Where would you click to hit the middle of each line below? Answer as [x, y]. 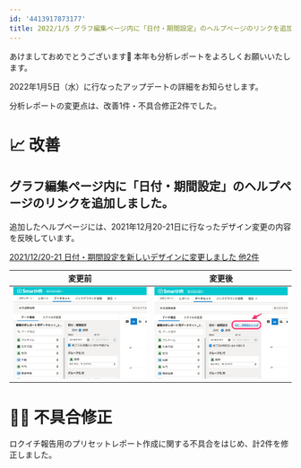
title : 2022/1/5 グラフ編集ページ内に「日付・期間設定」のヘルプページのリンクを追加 [151, 28]
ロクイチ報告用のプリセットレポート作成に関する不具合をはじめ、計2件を [145, 444]
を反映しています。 [44, 238]
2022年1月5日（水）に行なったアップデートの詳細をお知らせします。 [136, 86]
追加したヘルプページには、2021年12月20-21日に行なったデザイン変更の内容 [150, 226]
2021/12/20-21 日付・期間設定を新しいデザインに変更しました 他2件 [134, 256]
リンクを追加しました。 [109, 203]
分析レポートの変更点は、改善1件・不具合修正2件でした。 [116, 105]
